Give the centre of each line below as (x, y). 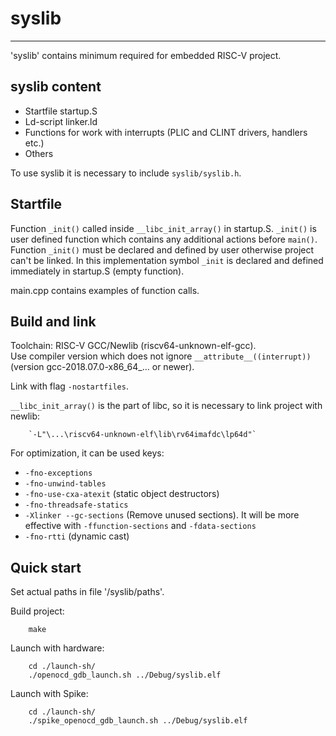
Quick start (46, 567)
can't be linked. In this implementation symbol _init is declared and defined (167, 260)
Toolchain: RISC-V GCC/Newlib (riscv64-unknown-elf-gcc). (133, 346)
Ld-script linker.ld (61, 121)
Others (39, 153)
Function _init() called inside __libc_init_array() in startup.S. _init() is (163, 228)
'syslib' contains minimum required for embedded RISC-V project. (146, 55)
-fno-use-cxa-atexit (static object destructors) (122, 494)
